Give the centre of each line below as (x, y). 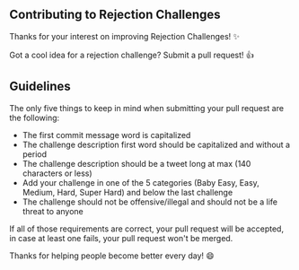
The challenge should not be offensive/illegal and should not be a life (150, 202)
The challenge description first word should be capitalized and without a (156, 144)
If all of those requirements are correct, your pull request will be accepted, (147, 229)
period (35, 154)
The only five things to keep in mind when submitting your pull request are (147, 108)
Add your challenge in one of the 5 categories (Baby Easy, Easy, (141, 182)
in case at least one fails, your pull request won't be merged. (121, 238)
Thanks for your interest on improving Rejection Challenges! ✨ (125, 36)
